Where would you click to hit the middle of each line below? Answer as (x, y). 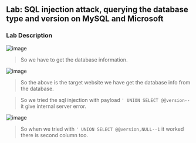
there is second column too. (54, 135)
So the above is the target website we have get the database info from (105, 82)
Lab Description (29, 36)
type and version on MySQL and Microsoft (85, 19)
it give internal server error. (53, 106)
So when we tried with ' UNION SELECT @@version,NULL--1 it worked (102, 129)
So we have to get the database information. (74, 59)
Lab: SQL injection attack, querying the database (97, 10)
